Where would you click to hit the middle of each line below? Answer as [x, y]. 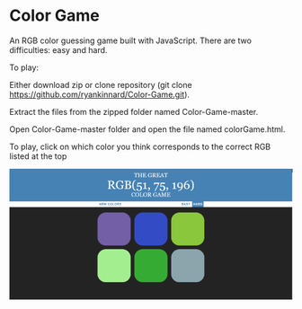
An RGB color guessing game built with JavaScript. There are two [130, 40]
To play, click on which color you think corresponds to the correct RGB [140, 146]
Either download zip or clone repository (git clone [101, 84]
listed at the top [38, 156]
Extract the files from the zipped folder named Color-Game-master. [134, 111]
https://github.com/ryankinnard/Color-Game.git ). [100, 94]
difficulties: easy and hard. [58, 49]
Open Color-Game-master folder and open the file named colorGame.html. [147, 129]
